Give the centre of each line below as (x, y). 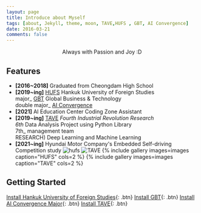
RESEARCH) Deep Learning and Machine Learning (78, 137)
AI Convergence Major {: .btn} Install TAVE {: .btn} (67, 203)
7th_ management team (44, 131)
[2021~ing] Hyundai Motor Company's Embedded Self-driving (93, 144)
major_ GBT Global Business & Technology (68, 99)
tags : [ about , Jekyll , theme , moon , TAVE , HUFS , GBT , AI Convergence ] (97, 23)
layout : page (23, 12)
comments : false (27, 35)
